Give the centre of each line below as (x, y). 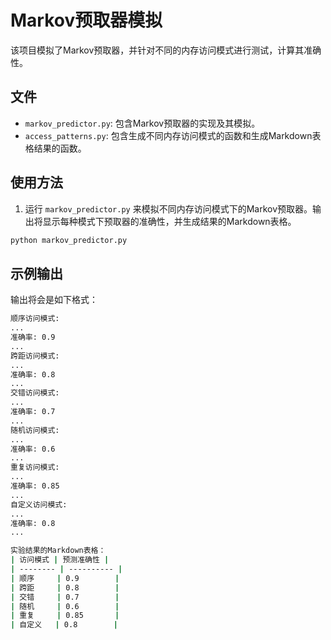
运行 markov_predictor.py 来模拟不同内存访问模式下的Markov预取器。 (168, 208)
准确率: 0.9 (33, 337)
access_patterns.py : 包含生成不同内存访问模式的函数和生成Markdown (168, 135)
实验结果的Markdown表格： (58, 551)
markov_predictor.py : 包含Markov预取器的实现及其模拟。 (142, 123)
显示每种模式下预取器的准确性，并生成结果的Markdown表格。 (169, 221)
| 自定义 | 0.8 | (64, 625)
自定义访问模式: (39, 504)
